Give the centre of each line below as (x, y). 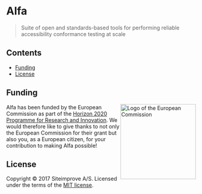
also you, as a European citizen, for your (56, 139)
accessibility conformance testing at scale (73, 34)
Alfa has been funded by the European (54, 107)
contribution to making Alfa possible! (52, 145)
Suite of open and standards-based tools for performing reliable (100, 28)
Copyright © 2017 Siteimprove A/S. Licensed (62, 179)
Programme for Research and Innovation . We (62, 120)
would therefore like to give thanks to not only (63, 126)
